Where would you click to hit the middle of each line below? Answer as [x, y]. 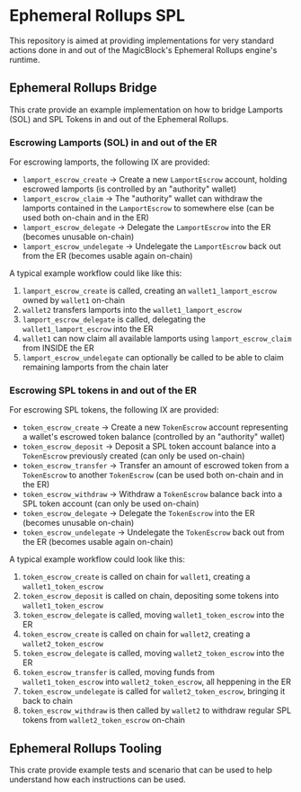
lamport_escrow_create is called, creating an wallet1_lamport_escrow [149, 291]
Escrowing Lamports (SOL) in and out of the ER [113, 142]
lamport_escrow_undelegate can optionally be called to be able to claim [153, 358]
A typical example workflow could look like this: [97, 559]
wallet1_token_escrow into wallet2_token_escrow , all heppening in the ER [157, 682]
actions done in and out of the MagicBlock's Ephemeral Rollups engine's [143, 49]
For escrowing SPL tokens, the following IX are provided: [114, 410]
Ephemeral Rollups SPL [97, 16]
